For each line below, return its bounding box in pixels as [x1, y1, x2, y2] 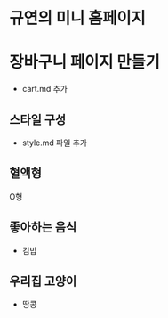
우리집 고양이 [9, 273, 77, 289]
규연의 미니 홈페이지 [9, 8, 147, 29]
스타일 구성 [9, 112, 67, 127]
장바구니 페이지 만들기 [9, 53, 160, 72]
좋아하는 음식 [9, 220, 77, 235]
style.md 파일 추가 [21, 137, 87, 148]
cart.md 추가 [21, 84, 68, 94]
